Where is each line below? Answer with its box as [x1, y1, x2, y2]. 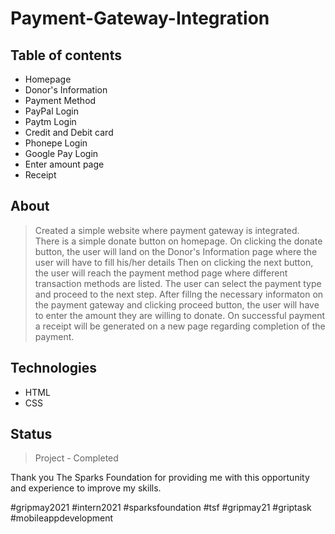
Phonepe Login [24, 137, 88, 149]
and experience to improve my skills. [10, 482, 162, 494]
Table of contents [10, 47, 122, 64]
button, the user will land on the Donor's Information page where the [34, 245, 318, 257]
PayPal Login [24, 105, 80, 117]
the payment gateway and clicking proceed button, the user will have [34, 298, 320, 311]
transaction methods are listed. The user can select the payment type [34, 277, 322, 289]
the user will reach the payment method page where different [34, 267, 288, 279]
